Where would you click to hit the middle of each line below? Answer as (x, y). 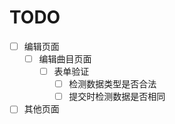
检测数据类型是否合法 (112, 84)
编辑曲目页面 (65, 59)
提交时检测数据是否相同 (117, 97)
